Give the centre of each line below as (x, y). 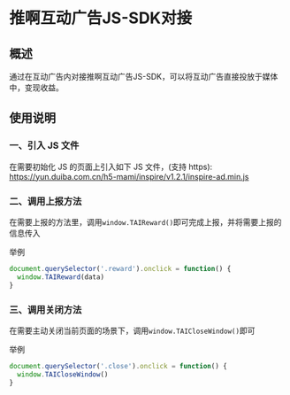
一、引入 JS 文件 (44, 145)
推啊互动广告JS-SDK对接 (101, 18)
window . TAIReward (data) (61, 277)
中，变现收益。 (36, 88)
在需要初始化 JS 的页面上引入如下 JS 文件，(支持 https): (111, 167)
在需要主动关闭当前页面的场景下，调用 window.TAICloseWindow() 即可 (132, 330)
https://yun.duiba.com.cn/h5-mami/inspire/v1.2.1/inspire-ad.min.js (129, 176)
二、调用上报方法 (46, 201)
